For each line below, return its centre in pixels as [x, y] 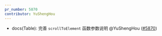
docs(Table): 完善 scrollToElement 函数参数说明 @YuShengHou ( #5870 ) [84, 28]
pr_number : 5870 [21, 9]
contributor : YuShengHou [30, 14]
